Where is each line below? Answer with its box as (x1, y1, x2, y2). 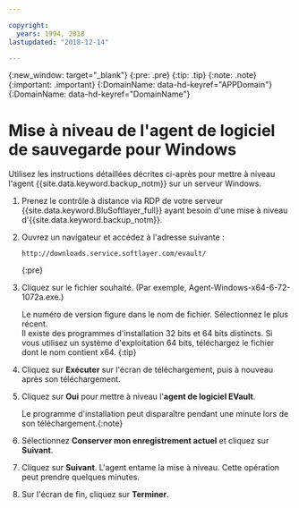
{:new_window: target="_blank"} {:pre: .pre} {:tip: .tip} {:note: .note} (8, 70, 257, 80)
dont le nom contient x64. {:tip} (21, 347, 137, 358)
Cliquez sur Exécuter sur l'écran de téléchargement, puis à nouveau (21, 364, 274, 376)
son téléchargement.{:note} (21, 418, 124, 429)
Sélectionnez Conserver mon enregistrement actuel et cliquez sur (21, 436, 269, 446)
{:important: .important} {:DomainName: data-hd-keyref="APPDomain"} (8, 80, 273, 90)
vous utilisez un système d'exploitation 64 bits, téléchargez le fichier (21, 337, 275, 349)
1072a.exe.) (21, 292, 64, 302)
